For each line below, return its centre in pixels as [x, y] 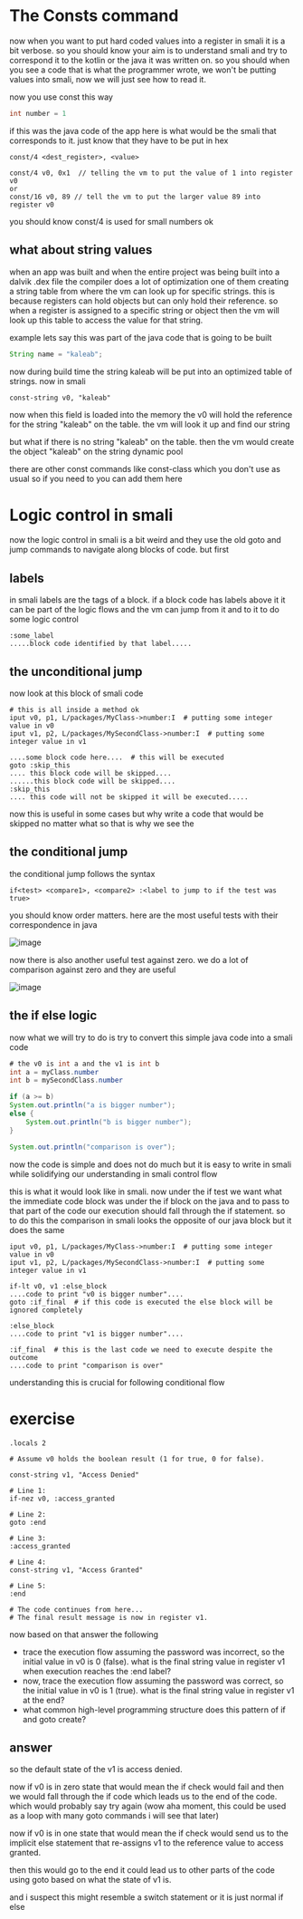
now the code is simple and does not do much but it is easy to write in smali [151, 1164]
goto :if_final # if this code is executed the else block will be [141, 1302]
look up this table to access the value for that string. [106, 320]
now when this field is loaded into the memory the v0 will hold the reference [151, 414]
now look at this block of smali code [76, 693]
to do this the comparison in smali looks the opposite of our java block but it [151, 1220]
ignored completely [46, 1310]
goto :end [28, 1522]
